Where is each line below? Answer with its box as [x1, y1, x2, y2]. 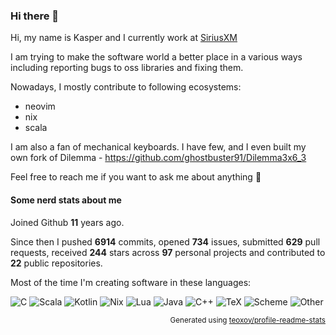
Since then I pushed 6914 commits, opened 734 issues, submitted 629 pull [10, 235, 321, 248]
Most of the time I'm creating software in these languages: [10, 276, 252, 288]
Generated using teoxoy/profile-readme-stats [169, 315, 326, 325]
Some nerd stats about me [10, 194, 122, 206]
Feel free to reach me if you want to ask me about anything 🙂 [10, 171, 262, 183]
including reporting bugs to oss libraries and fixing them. [10, 62, 244, 74]
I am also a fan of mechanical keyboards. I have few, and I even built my [10, 141, 307, 153]
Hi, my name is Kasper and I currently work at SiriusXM [10, 32, 238, 44]
